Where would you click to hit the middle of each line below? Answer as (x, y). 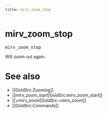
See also (23, 76)
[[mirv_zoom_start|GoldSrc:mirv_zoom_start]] (57, 95)
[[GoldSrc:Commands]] (36, 105)
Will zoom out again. (26, 56)
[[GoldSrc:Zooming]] (33, 90)
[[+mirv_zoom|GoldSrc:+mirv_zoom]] (49, 100)
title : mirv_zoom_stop (28, 10)
